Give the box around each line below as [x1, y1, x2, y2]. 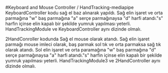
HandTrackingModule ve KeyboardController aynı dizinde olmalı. [5, 26, 142, 32]
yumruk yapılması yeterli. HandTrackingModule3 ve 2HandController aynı [5, 58, 161, 63]
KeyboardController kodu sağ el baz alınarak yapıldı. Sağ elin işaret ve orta [5, 10, 163, 16]
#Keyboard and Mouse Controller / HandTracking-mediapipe [5, 5, 134, 10]
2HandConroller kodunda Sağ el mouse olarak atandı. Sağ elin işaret [5, 36, 150, 42]
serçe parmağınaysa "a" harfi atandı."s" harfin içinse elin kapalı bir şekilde [5, 52, 162, 58]
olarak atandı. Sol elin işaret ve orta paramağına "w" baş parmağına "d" [5, 47, 157, 53]
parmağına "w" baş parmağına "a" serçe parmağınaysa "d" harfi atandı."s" [5, 15, 163, 21]
